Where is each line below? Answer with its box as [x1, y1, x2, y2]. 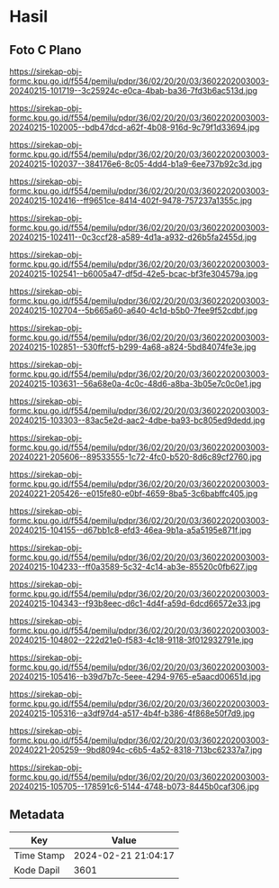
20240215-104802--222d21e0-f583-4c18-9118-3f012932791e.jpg [9, 635, 254, 645]
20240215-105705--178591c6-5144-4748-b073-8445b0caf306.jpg [9, 782, 259, 792]
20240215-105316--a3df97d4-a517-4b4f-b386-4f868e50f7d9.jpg [9, 708, 255, 719]
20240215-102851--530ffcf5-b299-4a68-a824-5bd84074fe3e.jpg [9, 342, 256, 352]
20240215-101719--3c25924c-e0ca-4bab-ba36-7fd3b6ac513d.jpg [9, 86, 258, 96]
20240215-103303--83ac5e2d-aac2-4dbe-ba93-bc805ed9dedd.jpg [9, 415, 265, 426]
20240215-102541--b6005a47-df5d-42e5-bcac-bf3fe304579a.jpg [9, 269, 258, 279]
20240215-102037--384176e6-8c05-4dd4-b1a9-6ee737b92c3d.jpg [9, 159, 263, 169]
